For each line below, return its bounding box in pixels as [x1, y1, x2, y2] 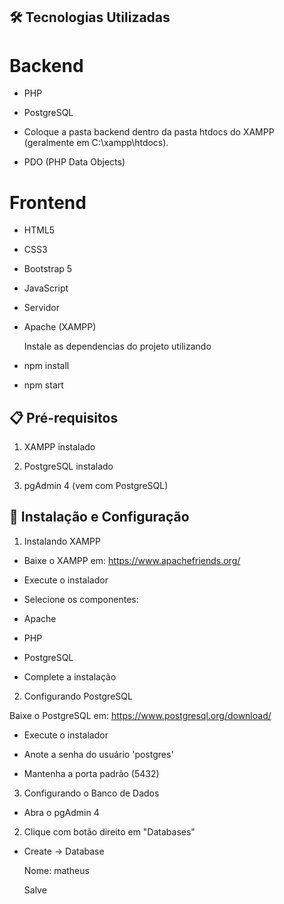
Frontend [9, 191, 87, 214]
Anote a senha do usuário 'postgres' [23, 748, 174, 760]
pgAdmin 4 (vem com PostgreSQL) [23, 480, 169, 492]
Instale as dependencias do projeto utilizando [23, 340, 212, 353]
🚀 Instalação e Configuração [9, 509, 190, 526]
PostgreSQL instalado [23, 460, 114, 473]
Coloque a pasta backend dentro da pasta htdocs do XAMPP [23, 126, 275, 138]
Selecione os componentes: [23, 593, 139, 605]
